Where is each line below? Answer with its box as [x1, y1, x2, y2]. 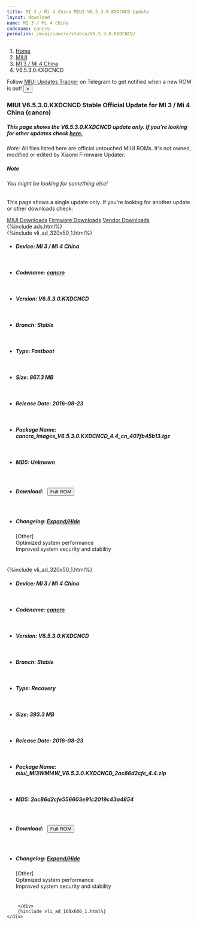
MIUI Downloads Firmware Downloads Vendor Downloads [7, 216, 150, 223]
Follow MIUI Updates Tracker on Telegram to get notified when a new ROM [7, 78, 192, 86]
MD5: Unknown [15, 459, 56, 466]
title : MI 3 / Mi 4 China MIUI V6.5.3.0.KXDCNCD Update [7, 8, 149, 15]
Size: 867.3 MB [15, 374, 54, 381]
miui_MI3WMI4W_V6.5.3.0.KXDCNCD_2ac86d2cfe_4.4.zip [15, 769, 166, 777]
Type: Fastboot [15, 348, 54, 355]
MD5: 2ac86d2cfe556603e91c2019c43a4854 [15, 796, 134, 803]
